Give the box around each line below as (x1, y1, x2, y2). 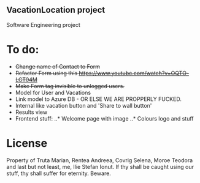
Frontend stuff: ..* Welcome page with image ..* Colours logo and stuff (15, 114, 194, 122)
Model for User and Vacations (15, 89, 91, 96)
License (6, 136, 48, 150)
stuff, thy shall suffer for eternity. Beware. (6, 170, 112, 177)
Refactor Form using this (15, 69, 78, 77)
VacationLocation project (6, 5, 106, 15)
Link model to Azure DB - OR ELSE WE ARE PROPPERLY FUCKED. (15, 95, 182, 103)
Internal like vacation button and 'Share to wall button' (15, 102, 152, 109)
